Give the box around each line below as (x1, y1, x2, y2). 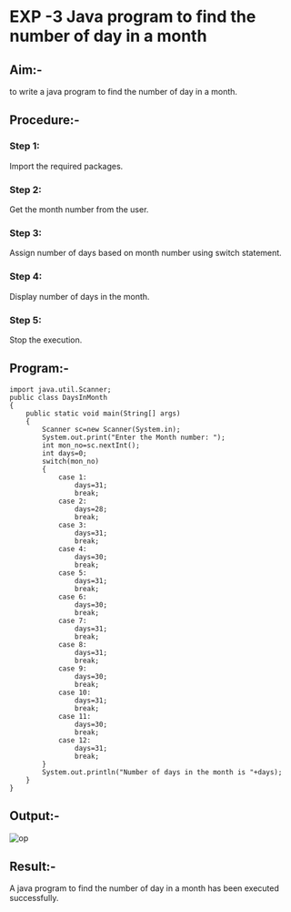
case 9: (57, 663, 88, 673)
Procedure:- (9, 112, 80, 128)
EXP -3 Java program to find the (9, 6, 256, 27)
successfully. (9, 893, 59, 904)
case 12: (57, 735, 92, 744)
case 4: (57, 544, 88, 553)
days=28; (74, 504, 107, 514)
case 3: (57, 520, 88, 529)
